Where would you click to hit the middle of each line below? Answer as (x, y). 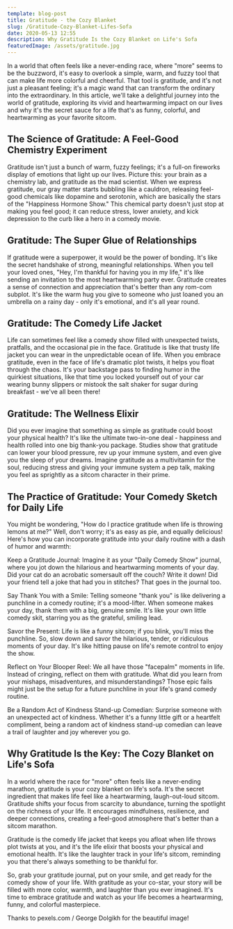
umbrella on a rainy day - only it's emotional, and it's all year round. (104, 301)
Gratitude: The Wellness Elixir (73, 413)
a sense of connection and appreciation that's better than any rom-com (110, 286)
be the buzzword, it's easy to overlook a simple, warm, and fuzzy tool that (113, 73)
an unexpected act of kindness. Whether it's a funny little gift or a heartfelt (114, 718)
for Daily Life (35, 507)
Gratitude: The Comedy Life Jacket (85, 324)
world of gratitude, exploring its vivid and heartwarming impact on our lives (115, 103)
